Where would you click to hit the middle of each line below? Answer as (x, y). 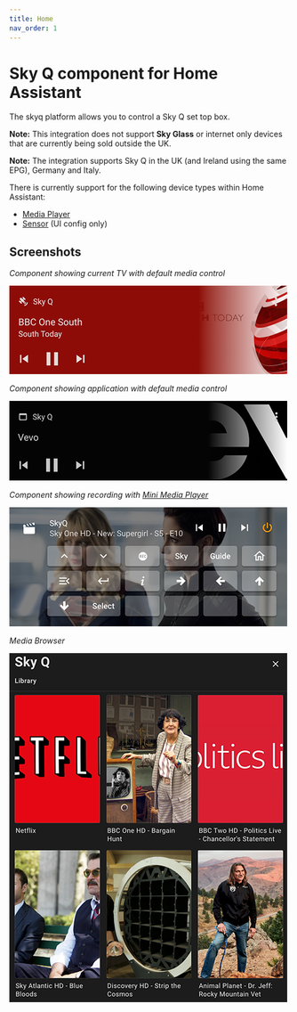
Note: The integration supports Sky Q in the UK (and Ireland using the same (148, 161)
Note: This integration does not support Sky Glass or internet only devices (146, 135)
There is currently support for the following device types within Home (136, 188)
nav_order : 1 (33, 28)
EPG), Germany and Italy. (55, 170)
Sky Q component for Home (114, 73)
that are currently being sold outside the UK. (90, 143)
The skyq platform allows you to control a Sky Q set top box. (120, 117)
